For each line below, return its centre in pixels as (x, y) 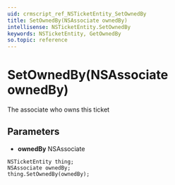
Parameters (34, 132)
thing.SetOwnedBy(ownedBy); (49, 174)
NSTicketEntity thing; (41, 162)
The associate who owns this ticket (59, 109)
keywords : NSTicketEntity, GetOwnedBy (64, 34)
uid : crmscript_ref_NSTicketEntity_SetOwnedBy (77, 14)
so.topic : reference (38, 40)
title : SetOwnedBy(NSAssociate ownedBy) (68, 20)
